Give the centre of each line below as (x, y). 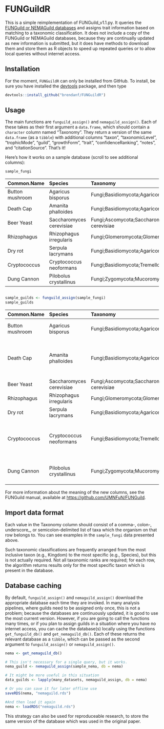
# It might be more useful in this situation (52, 675)
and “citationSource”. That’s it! (35, 148)
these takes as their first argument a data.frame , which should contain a (77, 127)
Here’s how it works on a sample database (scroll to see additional (72, 157)
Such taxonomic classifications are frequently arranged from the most (75, 549)
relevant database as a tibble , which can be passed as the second (72, 639)
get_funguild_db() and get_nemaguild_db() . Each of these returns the (75, 634)
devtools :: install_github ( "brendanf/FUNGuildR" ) (55, 95)
